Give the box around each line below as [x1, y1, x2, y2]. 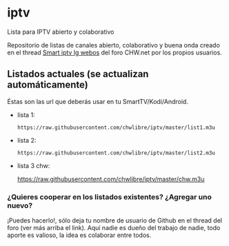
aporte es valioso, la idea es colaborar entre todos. [7, 231, 152, 239]
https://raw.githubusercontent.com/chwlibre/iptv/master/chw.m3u [17, 174, 205, 183]
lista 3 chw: [17, 161, 50, 170]
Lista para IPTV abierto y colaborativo [7, 28, 114, 36]
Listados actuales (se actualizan [7, 68, 149, 80]
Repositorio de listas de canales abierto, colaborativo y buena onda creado [7, 41, 221, 49]
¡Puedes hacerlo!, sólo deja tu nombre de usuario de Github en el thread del [7, 216, 223, 225]
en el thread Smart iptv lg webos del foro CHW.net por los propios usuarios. [7, 48, 222, 57]
